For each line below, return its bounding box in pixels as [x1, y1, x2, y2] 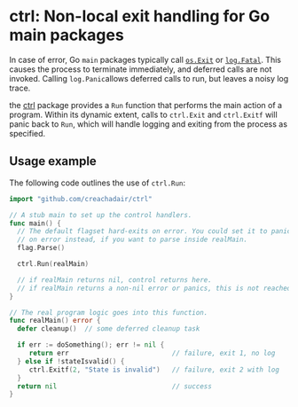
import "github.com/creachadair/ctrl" [9, 194, 153, 203]
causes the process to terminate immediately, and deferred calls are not [9, 64, 272, 74]
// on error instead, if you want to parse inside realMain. [17, 235, 248, 245]
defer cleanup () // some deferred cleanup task [17, 325, 200, 333]
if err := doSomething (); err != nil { [17, 340, 165, 349]
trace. [9, 82, 31, 93]
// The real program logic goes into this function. [9, 308, 208, 317]
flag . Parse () [17, 244, 66, 253]
